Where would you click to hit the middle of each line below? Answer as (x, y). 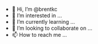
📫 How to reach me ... (39, 35)
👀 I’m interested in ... (37, 15)
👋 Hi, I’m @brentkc (34, 9)
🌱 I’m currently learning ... (43, 22)
